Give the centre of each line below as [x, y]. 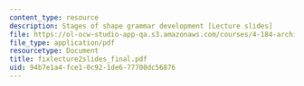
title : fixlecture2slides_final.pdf [78, 59]
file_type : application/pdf [62, 43]
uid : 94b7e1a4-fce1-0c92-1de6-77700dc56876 [93, 68]
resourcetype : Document [54, 51]
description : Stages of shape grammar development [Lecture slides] [141, 26]
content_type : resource [54, 17]
